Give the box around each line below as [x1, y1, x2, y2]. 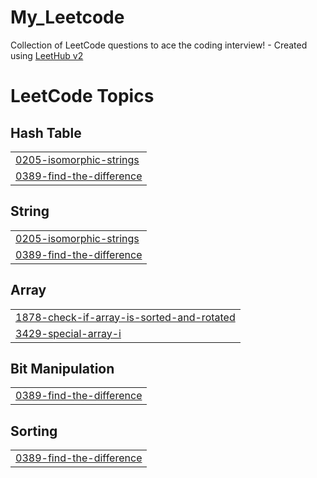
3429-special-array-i [15, 326, 122, 340]
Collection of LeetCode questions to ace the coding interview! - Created [10, 39, 308, 51]
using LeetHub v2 [10, 49, 84, 61]
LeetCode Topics [10, 85, 155, 108]
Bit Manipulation [10, 360, 115, 377]
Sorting [10, 422, 58, 440]
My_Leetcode [10, 6, 125, 29]
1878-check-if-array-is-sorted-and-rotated [15, 310, 236, 324]
